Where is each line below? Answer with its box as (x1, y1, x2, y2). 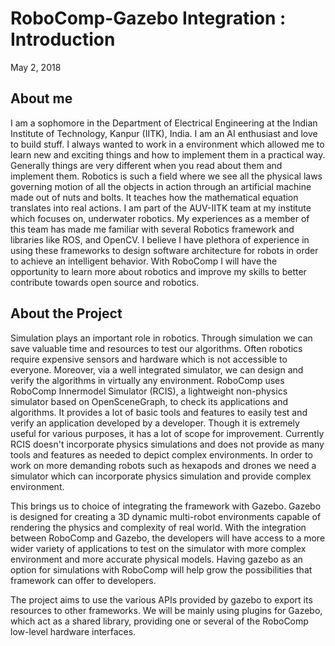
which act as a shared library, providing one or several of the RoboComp (10, 615, 309, 627)
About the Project (10, 305, 123, 322)
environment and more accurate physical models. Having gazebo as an (10, 553, 303, 565)
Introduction (10, 28, 116, 51)
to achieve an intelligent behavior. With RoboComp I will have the (10, 255, 278, 267)
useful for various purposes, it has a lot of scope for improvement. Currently (10, 427, 325, 439)
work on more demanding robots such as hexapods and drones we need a (10, 459, 317, 471)
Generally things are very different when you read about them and (10, 159, 283, 171)
